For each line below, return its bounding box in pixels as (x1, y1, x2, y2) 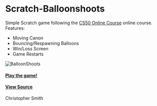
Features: (5, 25, 25, 31)
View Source (5, 84, 33, 90)
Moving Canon (12, 35, 44, 41)
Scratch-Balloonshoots (5, 3, 105, 15)
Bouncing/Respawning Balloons (12, 40, 80, 46)
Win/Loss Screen (12, 45, 49, 51)
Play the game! (5, 72, 37, 78)
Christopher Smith (5, 95, 44, 101)
